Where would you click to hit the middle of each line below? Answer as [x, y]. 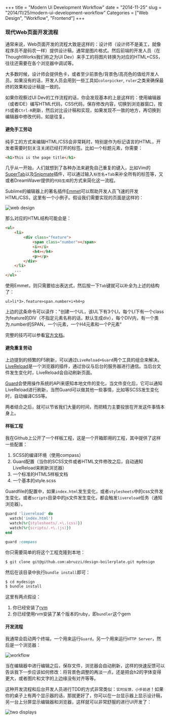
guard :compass [21, 542]
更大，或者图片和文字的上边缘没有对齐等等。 [52, 678]
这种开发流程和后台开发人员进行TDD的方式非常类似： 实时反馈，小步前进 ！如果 [84, 689]
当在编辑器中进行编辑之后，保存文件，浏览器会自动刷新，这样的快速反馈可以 [85, 666]
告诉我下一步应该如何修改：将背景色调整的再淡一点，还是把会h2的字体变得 [83, 672]
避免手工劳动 [18, 129]
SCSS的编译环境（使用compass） [48, 455]
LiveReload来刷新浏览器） [40, 468]
